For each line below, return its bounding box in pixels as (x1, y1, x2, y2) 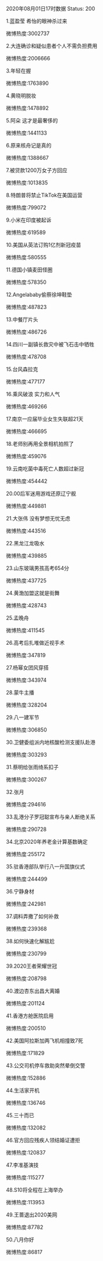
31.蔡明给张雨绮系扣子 (6, 764, 59, 771)
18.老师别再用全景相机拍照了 (6, 441, 74, 447)
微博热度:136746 (6, 1099, 45, 1106)
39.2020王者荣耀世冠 (6, 963, 57, 970)
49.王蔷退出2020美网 (6, 1211, 58, 1218)
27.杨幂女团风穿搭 (6, 664, 49, 671)
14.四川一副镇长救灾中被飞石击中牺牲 (6, 341, 95, 348)
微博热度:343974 (6, 676, 47, 683)
